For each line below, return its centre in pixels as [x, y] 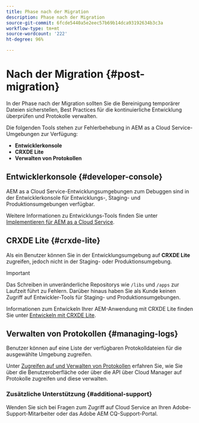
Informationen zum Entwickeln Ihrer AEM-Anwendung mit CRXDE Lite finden [99, 308]
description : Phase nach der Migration [56, 17]
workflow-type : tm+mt [33, 28]
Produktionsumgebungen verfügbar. [50, 204]
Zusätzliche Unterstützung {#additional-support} [79, 394]
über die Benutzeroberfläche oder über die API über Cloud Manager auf [94, 372]
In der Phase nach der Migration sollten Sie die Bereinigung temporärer [93, 103]
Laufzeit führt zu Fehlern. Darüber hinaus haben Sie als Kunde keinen [91, 291]
